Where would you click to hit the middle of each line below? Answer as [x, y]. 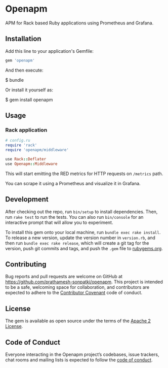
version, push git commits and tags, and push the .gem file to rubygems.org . [84, 248]
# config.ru [18, 141]
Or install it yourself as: [29, 90]
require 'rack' [21, 145]
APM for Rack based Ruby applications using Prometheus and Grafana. [79, 23]
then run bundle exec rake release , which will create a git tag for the [77, 243]
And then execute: [24, 70]
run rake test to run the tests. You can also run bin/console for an [74, 217]
